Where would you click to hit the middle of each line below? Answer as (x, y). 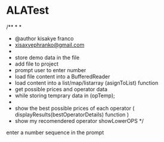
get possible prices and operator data (61, 89)
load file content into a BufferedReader (62, 76)
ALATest (28, 10)
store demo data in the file (47, 57)
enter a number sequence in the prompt (55, 132)
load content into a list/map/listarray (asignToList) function (86, 83)
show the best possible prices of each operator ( (75, 108)
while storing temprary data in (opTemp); (65, 95)
